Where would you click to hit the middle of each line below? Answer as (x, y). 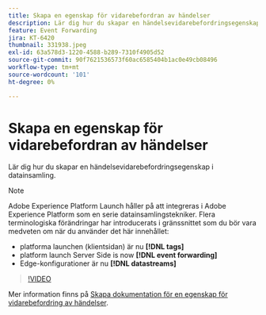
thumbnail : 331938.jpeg (47, 45)
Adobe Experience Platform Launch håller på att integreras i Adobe (118, 206)
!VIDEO (39, 279)
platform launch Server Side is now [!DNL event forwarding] (118, 255)
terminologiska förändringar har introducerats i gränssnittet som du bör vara (133, 223)
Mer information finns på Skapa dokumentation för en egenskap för (118, 294)
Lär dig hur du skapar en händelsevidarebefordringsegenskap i (111, 167)
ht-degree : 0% (32, 82)
